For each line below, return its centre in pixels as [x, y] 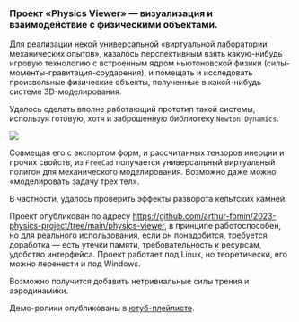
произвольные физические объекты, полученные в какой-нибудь [136, 83]
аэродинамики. [39, 291]
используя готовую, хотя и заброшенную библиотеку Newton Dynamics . [145, 118]
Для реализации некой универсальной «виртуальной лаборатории [138, 44]
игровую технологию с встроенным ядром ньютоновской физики [136, 63]
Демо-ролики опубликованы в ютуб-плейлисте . [102, 309]
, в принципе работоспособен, [223, 226]
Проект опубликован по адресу [70, 216]
